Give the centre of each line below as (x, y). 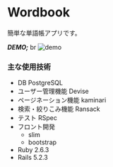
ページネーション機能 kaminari (62, 100)
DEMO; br (22, 47)
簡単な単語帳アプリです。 (44, 33)
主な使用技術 (29, 67)
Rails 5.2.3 (32, 158)
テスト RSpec (37, 118)
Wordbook (39, 12)
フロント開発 (36, 127)
